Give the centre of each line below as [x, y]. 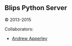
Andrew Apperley [30, 38]
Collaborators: [19, 29]
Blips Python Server [36, 8]
